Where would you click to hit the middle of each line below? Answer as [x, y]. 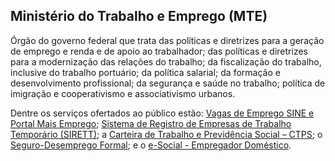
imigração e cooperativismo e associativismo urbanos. [123, 93]
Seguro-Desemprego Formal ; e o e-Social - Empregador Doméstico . [151, 145]
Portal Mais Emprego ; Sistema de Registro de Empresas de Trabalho [151, 123]
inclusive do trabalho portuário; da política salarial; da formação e [145, 72]
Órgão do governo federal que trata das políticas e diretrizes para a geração [167, 40]
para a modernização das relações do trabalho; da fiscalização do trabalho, [166, 61]
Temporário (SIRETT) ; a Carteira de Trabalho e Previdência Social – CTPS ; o [166, 134]
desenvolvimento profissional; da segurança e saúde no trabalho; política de [168, 83]
